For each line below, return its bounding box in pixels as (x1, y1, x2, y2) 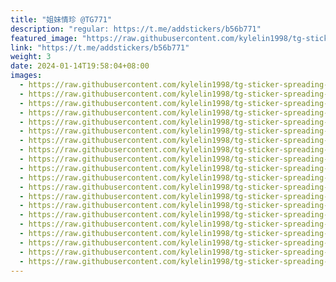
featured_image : (10, 33, 78, 43)
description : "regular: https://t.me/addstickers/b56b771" (10, 24, 262, 34)
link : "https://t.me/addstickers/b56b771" (10, 42, 190, 53)
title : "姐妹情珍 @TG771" (10, 14, 113, 25)
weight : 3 (10, 52, 52, 62)
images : (10, 71, 43, 81)
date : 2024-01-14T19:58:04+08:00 (10, 61, 150, 71)
